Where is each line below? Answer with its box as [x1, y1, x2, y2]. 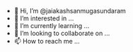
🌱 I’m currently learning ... [13, 22, 90, 30]
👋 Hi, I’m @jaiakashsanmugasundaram [13, 7, 126, 15]
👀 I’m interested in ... [13, 14, 74, 22]
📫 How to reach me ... [13, 37, 80, 45]
